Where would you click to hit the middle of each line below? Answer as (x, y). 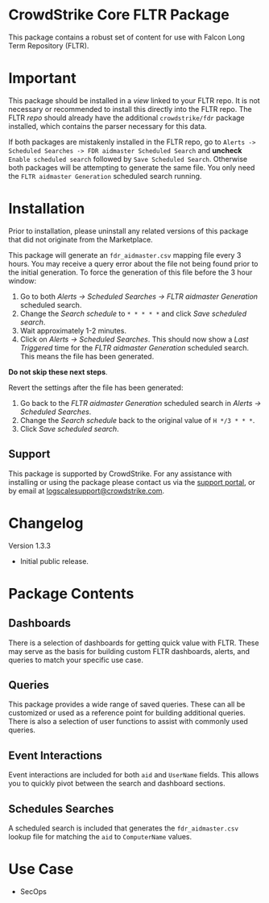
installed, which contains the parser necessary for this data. (108, 126)
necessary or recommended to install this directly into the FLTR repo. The (130, 109)
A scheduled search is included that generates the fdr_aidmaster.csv (124, 828)
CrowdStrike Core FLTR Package (119, 15)
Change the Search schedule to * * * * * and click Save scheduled (133, 313)
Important (42, 79)
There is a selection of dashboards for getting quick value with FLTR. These (134, 643)
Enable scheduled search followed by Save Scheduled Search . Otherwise (128, 159)
